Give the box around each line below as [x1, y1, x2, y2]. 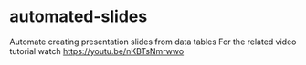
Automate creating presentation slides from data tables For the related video [9, 36, 297, 47]
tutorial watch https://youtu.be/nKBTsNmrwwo [9, 45, 185, 56]
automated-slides [9, 6, 148, 27]
